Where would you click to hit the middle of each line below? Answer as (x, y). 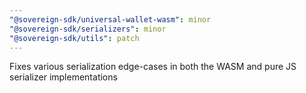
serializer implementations (63, 77)
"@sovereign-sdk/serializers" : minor (88, 29)
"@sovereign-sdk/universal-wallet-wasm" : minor (110, 19)
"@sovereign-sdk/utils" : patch (74, 38)
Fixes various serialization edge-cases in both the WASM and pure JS (153, 67)
